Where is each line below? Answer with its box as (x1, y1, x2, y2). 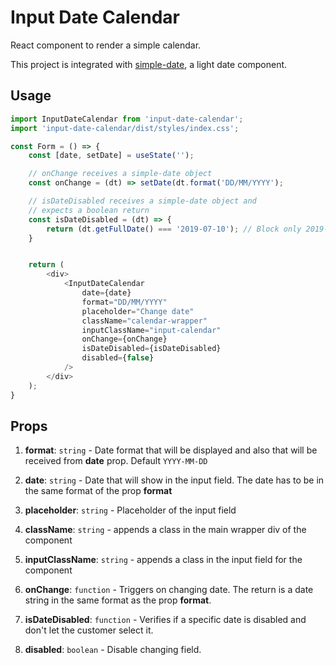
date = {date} (81, 288, 132, 298)
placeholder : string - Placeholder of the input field (24, 504, 237, 516)
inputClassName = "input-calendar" (81, 325, 222, 335)
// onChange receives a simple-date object (28, 169, 213, 179)
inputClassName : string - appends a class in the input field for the (24, 554, 303, 566)
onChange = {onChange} (81, 334, 168, 345)
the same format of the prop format (24, 485, 173, 497)
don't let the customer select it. (24, 624, 154, 636)
